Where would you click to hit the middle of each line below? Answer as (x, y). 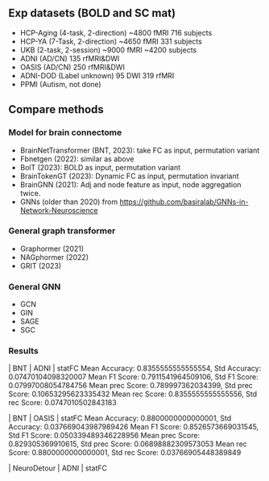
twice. (30, 193)
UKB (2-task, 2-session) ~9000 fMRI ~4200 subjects (108, 50)
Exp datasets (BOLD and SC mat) (92, 13)
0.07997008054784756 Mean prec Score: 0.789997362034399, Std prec (131, 386)
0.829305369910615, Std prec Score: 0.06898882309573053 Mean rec (128, 444)
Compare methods (56, 109)
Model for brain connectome (65, 132)
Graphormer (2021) (52, 249)
